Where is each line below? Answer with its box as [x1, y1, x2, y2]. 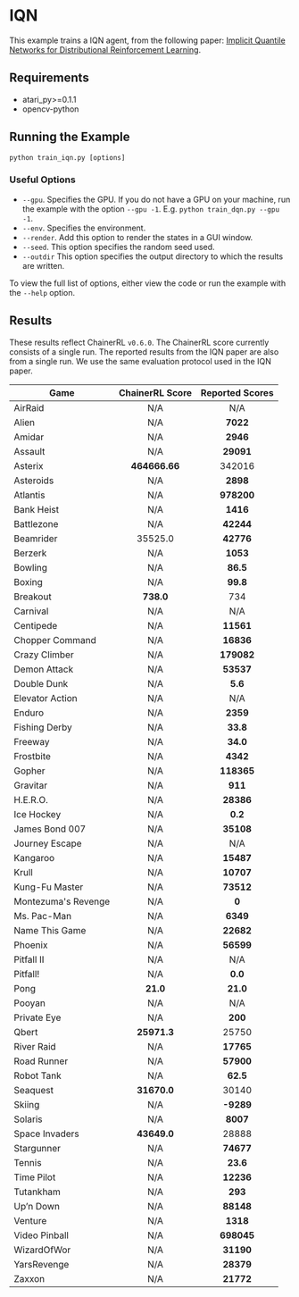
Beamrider [13, 532, 58, 545]
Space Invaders [13, 1127, 79, 1140]
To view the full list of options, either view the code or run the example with [9, 278, 287, 289]
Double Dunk [13, 677, 69, 690]
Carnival [13, 605, 49, 617]
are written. [21, 260, 65, 271]
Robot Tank [13, 1069, 62, 1082]
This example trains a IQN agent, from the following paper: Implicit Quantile [9, 35, 286, 46]
